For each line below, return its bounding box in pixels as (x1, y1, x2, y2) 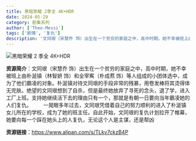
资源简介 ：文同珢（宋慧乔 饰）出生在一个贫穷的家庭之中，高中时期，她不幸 (6, 65, 187, 72)
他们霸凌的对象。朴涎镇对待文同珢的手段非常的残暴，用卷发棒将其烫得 (16, 80, 185, 87)
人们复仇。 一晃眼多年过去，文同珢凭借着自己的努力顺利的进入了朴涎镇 (6, 102, 187, 108)
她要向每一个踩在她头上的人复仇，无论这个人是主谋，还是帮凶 (6, 116, 155, 123)
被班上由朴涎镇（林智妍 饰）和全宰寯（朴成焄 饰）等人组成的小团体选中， (6, 73, 183, 79)
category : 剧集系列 (6, 19, 50, 25)
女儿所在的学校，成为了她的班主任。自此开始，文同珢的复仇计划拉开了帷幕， (6, 109, 190, 116)
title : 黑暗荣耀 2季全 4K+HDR (6, 8, 74, 15)
